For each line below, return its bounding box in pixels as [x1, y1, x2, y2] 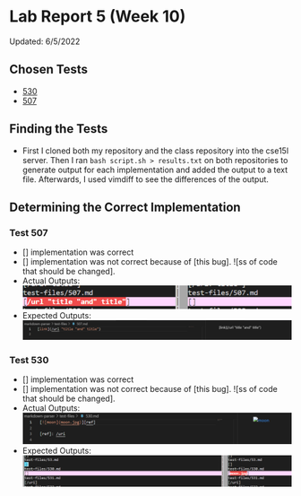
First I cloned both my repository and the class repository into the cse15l [21, 145, 289, 156]
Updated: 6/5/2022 [9, 36, 81, 47]
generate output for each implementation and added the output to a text [21, 164, 288, 175]
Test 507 [9, 226, 48, 239]
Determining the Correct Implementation [9, 199, 241, 214]
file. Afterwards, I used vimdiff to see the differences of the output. [21, 173, 269, 185]
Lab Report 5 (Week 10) [9, 6, 186, 27]
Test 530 [9, 354, 49, 367]
